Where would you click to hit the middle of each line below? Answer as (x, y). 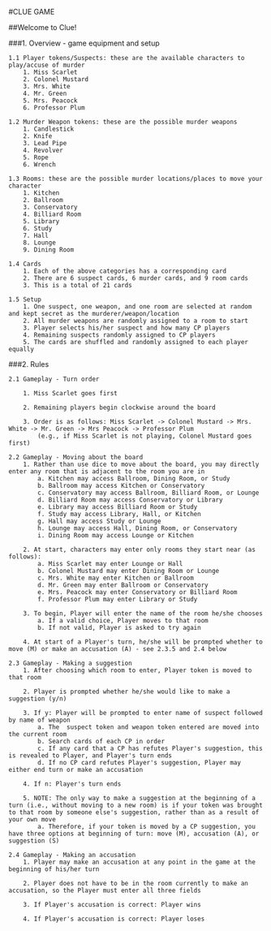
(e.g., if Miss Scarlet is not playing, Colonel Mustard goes (145, 436)
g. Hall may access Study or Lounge (99, 521)
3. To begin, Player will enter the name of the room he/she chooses (143, 614)
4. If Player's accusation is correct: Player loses (114, 919)
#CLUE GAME (32, 12)
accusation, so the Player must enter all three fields (105, 890)
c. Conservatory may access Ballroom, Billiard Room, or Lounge (148, 493)
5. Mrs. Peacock (51, 101)
